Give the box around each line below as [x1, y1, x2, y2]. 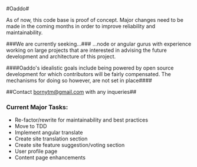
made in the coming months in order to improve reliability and [6, 23, 156, 30]
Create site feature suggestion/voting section [14, 142, 125, 149]
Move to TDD [14, 123, 47, 130]
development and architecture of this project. [6, 53, 116, 60]
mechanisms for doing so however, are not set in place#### [6, 77, 152, 84]
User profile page [14, 148, 58, 155]
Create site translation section [14, 135, 88, 142]
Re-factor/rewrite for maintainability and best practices [14, 116, 149, 123]
